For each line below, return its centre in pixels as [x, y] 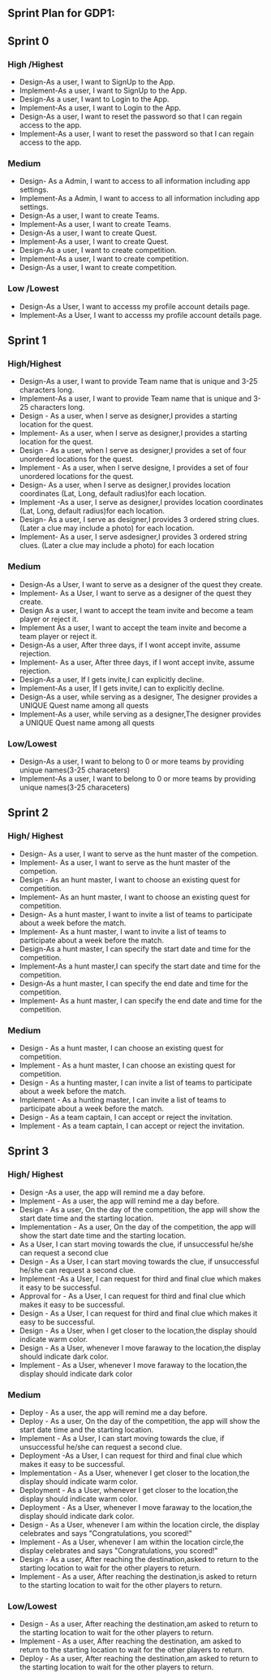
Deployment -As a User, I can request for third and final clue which [131, 1456]
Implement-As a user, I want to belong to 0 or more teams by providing [138, 778]
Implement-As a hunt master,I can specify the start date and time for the [140, 966]
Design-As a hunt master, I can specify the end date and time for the [133, 983]
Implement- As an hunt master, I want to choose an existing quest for [135, 897]
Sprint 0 [28, 41]
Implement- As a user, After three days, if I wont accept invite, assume [137, 662]
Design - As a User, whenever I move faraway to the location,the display [140, 1347]
